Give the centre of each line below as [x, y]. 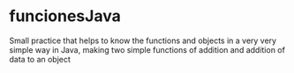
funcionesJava [65, 16]
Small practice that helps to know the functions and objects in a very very [143, 40]
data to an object [40, 59]
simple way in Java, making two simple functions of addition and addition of [147, 49]
